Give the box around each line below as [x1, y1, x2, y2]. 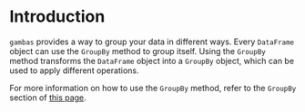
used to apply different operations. [9, 65, 139, 76]
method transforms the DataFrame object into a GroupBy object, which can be [9, 55, 294, 66]
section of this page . [9, 92, 86, 103]
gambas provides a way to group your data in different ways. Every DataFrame [9, 36, 294, 47]
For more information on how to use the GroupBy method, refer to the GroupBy [9, 82, 297, 93]
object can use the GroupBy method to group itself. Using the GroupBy [9, 45, 267, 56]
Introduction [9, 6, 106, 27]
